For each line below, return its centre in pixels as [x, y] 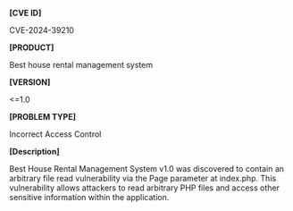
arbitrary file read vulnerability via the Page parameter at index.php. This [143, 178]
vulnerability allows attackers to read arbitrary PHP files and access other [144, 188]
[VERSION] [30, 82]
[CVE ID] [25, 13]
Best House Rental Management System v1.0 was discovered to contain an [146, 169]
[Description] [34, 152]
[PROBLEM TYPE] [42, 117]
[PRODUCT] [32, 47]
